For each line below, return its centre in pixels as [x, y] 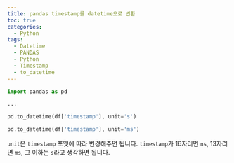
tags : [15, 40]
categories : [25, 27]
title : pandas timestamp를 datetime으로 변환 [71, 14]
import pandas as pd [38, 92]
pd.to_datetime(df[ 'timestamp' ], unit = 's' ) [72, 117]
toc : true [22, 20]
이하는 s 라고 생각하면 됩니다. [71, 152]
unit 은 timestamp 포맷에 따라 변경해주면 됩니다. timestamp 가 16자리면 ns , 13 [112, 143]
